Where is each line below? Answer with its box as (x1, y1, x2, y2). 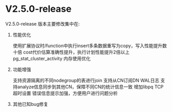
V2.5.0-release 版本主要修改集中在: (5, 21, 80, 27)
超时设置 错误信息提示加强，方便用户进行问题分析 (12, 90, 118, 96)
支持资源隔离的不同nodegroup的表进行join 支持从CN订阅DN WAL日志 (12, 77, 160, 83)
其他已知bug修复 (12, 101, 49, 107)
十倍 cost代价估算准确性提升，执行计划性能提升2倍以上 (12, 49, 130, 55)
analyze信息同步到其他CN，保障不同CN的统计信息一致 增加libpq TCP (17, 83, 164, 90)
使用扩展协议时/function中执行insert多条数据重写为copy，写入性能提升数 (12, 42, 167, 49)
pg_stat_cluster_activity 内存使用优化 (12, 55, 91, 62)
